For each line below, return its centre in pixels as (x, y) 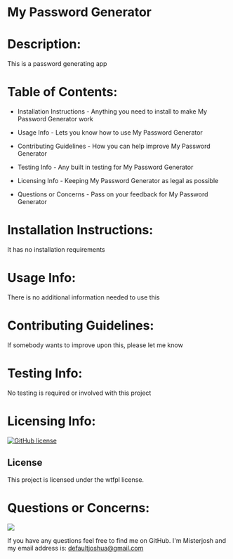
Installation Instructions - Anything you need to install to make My (112, 112)
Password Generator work (55, 119)
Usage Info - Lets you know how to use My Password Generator (110, 133)
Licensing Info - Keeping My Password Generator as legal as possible (118, 181)
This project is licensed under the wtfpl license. (76, 479)
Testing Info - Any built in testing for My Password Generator (105, 167)
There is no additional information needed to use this (84, 297)
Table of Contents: (62, 92)
